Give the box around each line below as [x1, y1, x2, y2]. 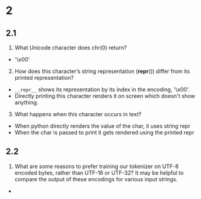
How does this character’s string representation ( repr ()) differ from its [14, 68, 190, 75]
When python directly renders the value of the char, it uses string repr [14, 122, 191, 130]
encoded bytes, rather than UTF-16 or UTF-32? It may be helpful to [14, 169, 184, 176]
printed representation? [14, 74, 74, 81]
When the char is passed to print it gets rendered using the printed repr [14, 129, 195, 136]
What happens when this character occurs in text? [14, 111, 142, 117]
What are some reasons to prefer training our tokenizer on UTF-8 [14, 162, 179, 170]
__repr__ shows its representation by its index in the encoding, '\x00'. [14, 86, 190, 93]
